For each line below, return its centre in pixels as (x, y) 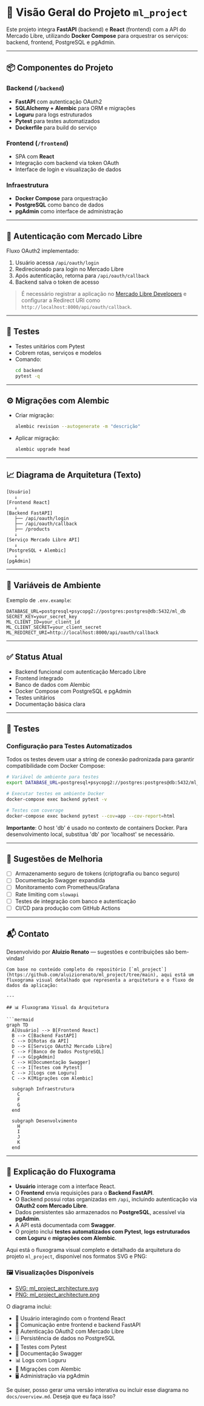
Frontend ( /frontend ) (37, 143)
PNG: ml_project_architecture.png (57, 1295)
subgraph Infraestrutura (43, 1089)
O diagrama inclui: (29, 1306)
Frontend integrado (39, 678)
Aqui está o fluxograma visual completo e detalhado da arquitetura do (93, 1250)
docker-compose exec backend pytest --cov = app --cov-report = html (90, 816)
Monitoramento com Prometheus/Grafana (67, 887)
